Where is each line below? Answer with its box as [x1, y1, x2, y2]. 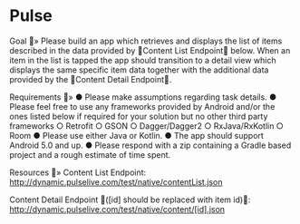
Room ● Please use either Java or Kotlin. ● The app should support [9, 130, 265, 141]
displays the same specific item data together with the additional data [9, 64, 269, 75]
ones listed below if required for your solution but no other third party [9, 111, 268, 122]
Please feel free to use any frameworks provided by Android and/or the [9, 101, 276, 112]
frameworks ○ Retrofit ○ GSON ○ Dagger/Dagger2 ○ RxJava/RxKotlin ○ [9, 120, 284, 131]
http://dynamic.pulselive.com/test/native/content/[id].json [9, 203, 225, 214]
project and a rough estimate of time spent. [9, 149, 171, 160]
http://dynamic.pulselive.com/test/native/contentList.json [9, 176, 223, 187]
